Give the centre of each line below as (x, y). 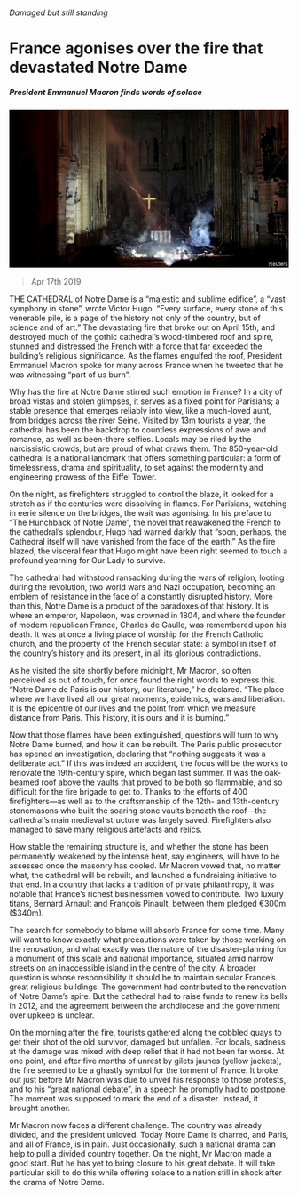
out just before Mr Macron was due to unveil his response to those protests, (148, 1080)
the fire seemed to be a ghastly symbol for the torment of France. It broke (144, 1070)
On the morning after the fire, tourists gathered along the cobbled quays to (145, 1033)
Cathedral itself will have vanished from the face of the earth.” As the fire (142, 542)
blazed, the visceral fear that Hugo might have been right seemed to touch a (149, 551)
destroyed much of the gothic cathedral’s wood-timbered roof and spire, (141, 337)
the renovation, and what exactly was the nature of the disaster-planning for (148, 949)
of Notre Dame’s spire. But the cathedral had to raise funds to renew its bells (149, 996)
